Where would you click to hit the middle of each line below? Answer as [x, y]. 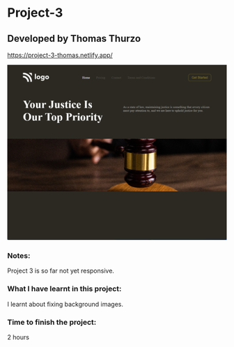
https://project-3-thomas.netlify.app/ [60, 55]
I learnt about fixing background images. [65, 304]
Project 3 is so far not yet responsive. [61, 271]
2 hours [18, 337]
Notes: [19, 256]
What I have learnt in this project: [64, 289]
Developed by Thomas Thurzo [74, 39]
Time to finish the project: [52, 322]
